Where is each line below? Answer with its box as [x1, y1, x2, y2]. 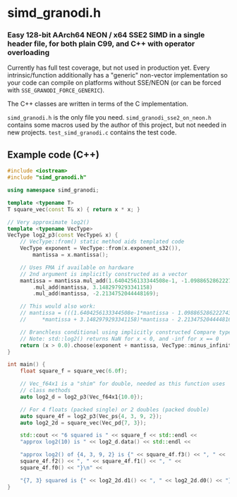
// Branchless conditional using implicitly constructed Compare [20, 329, 217, 336]
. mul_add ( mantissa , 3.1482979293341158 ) [32, 284, 153, 291]
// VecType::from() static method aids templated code [20, 238, 185, 246]
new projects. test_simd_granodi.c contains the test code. [7, 128, 177, 137]
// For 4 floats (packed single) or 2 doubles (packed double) [20, 406, 210, 413]
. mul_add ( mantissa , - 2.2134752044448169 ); [32, 290, 159, 297]
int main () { [7, 361, 46, 368]
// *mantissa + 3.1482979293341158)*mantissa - [20, 316, 175, 323]
